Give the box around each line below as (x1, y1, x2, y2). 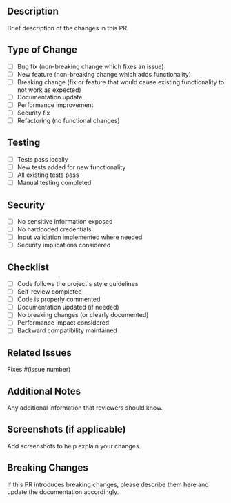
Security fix (17, 108, 50, 117)
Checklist (7, 261, 50, 273)
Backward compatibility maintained (17, 326, 117, 334)
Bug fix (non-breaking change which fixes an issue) (17, 62, 164, 70)
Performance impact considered (17, 319, 110, 327)
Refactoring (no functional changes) (17, 117, 120, 124)
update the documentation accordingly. (7, 487, 119, 496)
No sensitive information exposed (17, 217, 113, 225)
